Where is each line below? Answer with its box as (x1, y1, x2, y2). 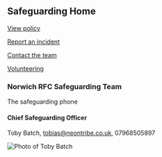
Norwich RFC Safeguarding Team (7, 81, 122, 91)
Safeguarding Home (7, 6, 96, 17)
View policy (7, 24, 40, 32)
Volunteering (7, 64, 44, 72)
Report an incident (7, 38, 60, 46)
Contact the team (7, 51, 57, 59)
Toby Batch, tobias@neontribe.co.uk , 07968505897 (7, 129, 156, 138)
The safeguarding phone (7, 97, 78, 106)
